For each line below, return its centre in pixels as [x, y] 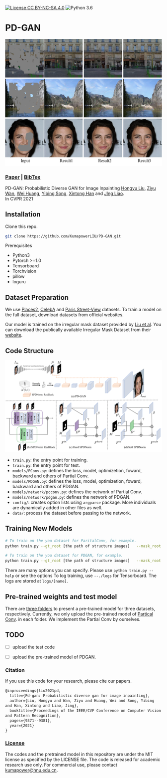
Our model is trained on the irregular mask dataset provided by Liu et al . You [83, 325]
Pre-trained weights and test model [61, 597]
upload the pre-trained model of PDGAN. [54, 657]
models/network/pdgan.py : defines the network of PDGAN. [71, 497]
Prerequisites [19, 246]
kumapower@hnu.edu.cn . [32, 770]
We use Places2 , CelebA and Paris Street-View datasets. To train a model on [83, 310]
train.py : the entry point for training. [50, 460]
